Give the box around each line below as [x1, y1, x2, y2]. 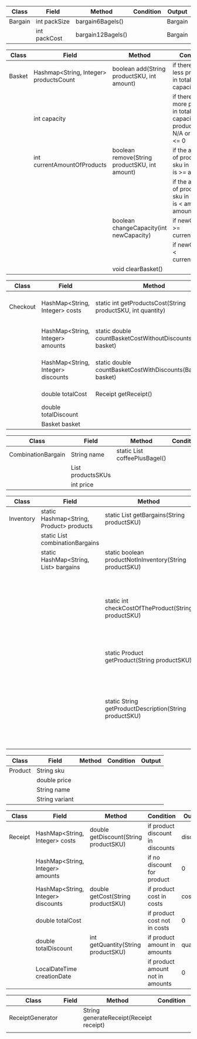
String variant [36, 795, 74, 803]
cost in [147, 892, 167, 900]
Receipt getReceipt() [95, 390, 152, 398]
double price [36, 776, 72, 784]
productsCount [33, 76, 75, 84]
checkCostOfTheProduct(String [104, 604, 193, 612]
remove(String [112, 154, 152, 161]
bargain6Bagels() [75, 18, 124, 25]
